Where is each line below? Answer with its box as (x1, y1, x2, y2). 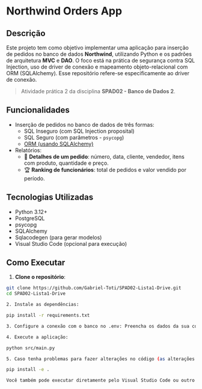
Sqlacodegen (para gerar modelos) (14, 233, 102, 241)
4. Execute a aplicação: (6, 334, 69, 340)
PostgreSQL (14, 215, 45, 222)
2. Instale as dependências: (6, 302, 79, 308)
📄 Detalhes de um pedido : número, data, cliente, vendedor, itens (23, 153, 185, 160)
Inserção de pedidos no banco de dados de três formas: (14, 121, 155, 128)
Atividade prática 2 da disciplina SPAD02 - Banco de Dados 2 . (20, 88, 176, 94)
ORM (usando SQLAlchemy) (23, 140, 94, 147)
